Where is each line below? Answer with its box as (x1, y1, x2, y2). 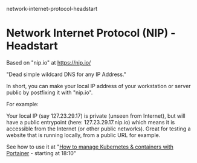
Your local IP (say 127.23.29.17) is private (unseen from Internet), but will (6, 112, 186, 120)
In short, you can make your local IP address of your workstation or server (6, 82, 192, 89)
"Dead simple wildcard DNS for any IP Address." (6, 71, 127, 78)
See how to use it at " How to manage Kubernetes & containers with (6, 143, 174, 150)
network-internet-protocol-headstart (6, 5, 98, 12)
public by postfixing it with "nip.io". (6, 89, 93, 96)
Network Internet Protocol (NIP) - (6, 27, 176, 40)
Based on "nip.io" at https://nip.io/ (6, 59, 91, 66)
